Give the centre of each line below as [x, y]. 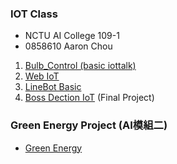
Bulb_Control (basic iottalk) [80, 66]
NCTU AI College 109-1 [72, 36]
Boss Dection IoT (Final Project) [89, 98]
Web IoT [42, 76]
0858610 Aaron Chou [68, 46]
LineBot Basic [53, 87]
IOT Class [34, 14]
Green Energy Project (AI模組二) [89, 125]
